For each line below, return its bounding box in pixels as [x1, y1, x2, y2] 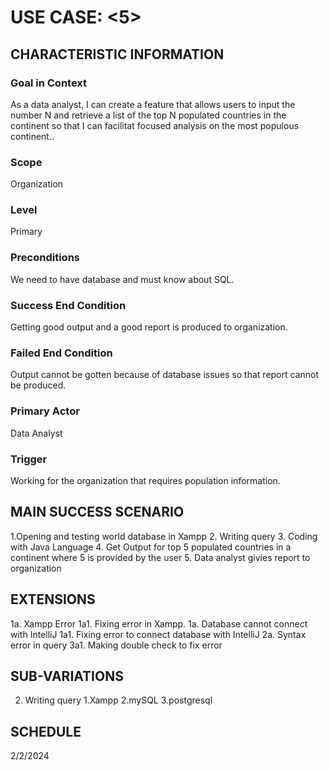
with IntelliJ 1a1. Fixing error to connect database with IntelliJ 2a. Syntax [10, 628, 307, 640]
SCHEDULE [10, 723, 82, 740]
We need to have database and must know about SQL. [10, 273, 235, 285]
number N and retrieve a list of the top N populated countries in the [10, 109, 287, 121]
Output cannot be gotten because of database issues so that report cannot [10, 369, 320, 381]
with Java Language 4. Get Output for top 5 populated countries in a [10, 541, 292, 553]
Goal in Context [10, 76, 88, 90]
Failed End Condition [10, 346, 113, 360]
